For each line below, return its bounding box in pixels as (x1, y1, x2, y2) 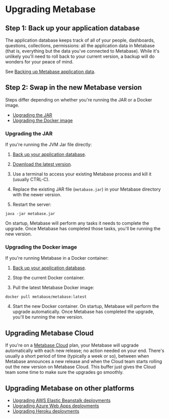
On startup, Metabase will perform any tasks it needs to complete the (5, 220, 149, 226)
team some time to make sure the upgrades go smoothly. (5, 369, 124, 375)
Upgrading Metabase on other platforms (5, 384, 135, 393)
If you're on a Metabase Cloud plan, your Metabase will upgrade (5, 342, 139, 348)
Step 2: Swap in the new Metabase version (5, 83, 142, 92)
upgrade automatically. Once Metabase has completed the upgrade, (12, 308, 155, 315)
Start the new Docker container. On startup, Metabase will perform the (12, 303, 159, 309)
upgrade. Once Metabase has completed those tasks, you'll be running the (5, 226, 160, 232)
